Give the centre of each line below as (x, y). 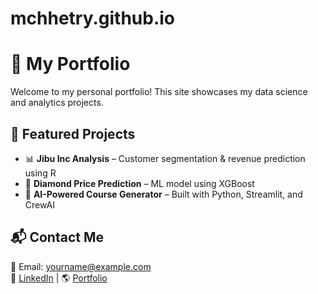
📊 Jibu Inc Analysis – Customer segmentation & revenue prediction (165, 158)
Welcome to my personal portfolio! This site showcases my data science (159, 92)
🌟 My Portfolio (70, 64)
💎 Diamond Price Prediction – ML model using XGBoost (139, 183)
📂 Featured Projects (73, 133)
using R (40, 173)
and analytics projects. (57, 103)
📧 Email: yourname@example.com (81, 266)
